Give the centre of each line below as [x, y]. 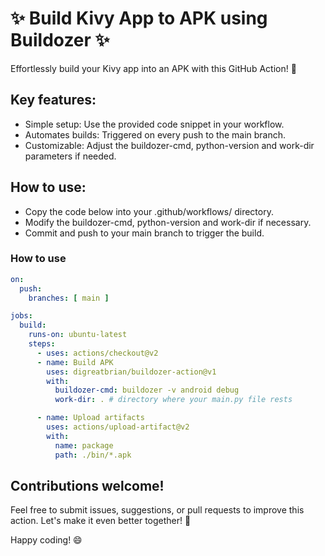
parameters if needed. [70, 156]
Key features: [53, 100]
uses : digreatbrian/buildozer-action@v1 [131, 372]
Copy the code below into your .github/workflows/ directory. [149, 211]
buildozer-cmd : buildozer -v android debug [147, 390]
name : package [84, 445]
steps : [42, 344]
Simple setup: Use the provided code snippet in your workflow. [154, 124]
